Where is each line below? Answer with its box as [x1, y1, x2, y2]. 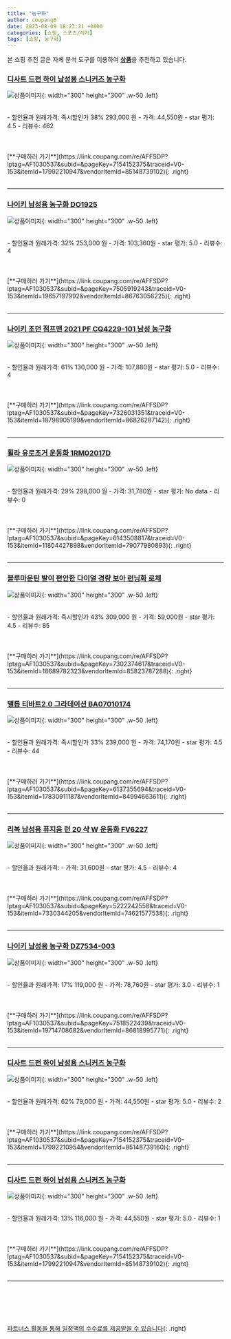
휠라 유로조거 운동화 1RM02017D [7, 448, 111, 458]
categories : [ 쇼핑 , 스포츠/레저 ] [7, 29, 93, 37]
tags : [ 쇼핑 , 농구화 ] [7, 36, 62, 43]
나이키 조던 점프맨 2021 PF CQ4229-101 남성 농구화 [7, 324, 172, 334]
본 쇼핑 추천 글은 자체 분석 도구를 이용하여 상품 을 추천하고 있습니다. [7, 56, 187, 64]
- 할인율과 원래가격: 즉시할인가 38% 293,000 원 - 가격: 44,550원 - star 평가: [7, 113, 215, 121]
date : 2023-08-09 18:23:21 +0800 [7, 23, 103, 30]
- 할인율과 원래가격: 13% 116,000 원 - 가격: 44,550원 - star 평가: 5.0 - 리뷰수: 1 [7, 1214, 221, 1223]
